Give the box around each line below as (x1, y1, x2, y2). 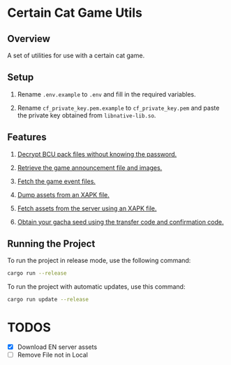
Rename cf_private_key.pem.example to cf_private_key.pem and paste (17, 103, 220, 112)
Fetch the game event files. (17, 177, 96, 185)
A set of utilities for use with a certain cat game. (7, 51, 145, 59)
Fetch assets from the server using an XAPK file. (17, 204, 157, 213)
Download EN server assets (17, 343, 98, 351)
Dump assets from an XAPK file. (17, 190, 110, 199)
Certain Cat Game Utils (7, 5, 143, 21)
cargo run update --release (7, 296, 89, 303)
